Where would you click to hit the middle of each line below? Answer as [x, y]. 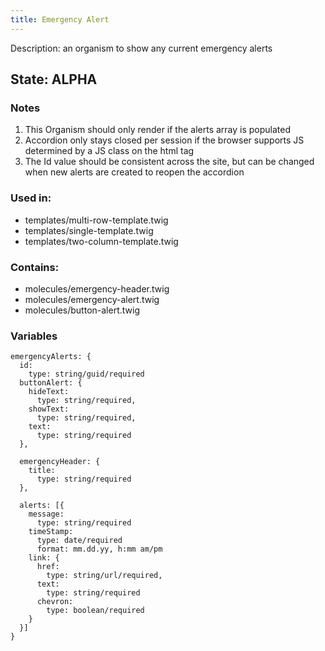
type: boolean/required [95, 611]
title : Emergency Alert [60, 19]
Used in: [31, 198]
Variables [34, 336]
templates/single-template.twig [89, 230]
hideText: [49, 392]
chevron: [55, 602]
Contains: [35, 267]
